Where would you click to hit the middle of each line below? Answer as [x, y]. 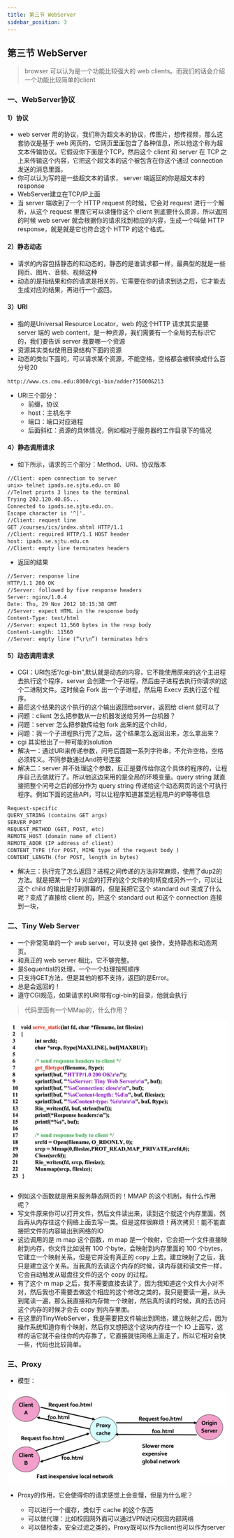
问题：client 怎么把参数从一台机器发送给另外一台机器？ [96, 716]
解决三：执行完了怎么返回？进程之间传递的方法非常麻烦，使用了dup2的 [119, 871]
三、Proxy [24, 1364]
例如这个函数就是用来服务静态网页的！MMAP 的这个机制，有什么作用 [117, 1196]
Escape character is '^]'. [46, 513]
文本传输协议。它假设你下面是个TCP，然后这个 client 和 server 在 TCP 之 [122, 152]
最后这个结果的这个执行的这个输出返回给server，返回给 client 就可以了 [119, 707]
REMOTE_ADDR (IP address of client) [60, 844]
